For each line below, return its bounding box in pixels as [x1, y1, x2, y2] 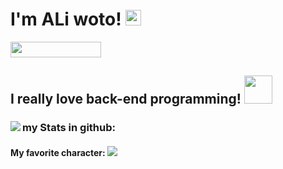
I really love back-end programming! [10, 91, 242, 108]
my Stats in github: [22, 121, 116, 135]
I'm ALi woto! [10, 8, 122, 31]
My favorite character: [10, 146, 106, 158]
